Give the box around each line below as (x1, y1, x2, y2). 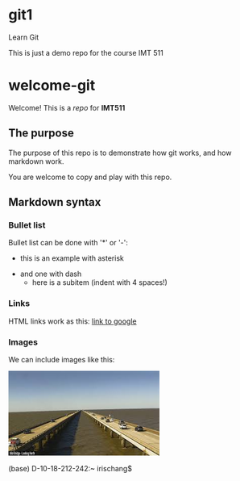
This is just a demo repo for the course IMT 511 (8, 48, 163, 57)
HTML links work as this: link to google (8, 316, 137, 326)
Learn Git (8, 32, 39, 42)
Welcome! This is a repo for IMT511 (8, 102, 126, 112)
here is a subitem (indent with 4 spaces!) (31, 278, 168, 287)
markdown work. (8, 156, 64, 166)
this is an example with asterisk (19, 253, 125, 263)
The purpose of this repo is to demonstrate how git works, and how (8, 148, 232, 157)
